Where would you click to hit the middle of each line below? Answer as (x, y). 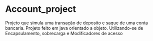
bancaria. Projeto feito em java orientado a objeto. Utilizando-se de (74, 28)
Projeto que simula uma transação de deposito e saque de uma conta (77, 23)
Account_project (41, 9)
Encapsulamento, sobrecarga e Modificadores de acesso (64, 33)
